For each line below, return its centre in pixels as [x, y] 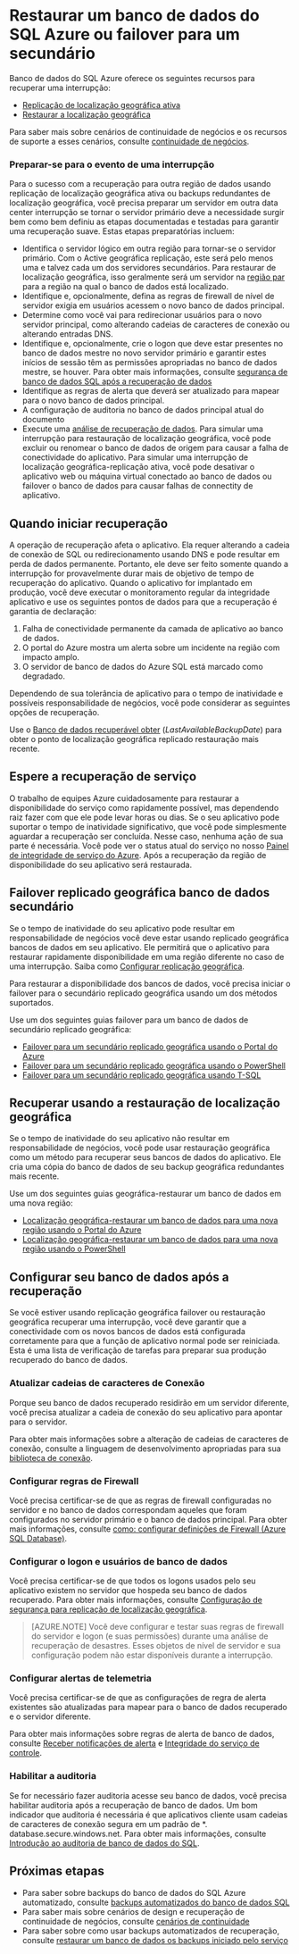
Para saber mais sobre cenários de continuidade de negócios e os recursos [148, 131]
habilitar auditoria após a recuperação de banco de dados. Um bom [133, 1805]
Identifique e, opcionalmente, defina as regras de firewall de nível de [148, 296]
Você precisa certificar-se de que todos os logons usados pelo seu [133, 1581]
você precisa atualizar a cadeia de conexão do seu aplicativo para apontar [146, 1412]
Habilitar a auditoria [53, 1776]
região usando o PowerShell [74, 1249]
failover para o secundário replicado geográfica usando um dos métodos [144, 993]
